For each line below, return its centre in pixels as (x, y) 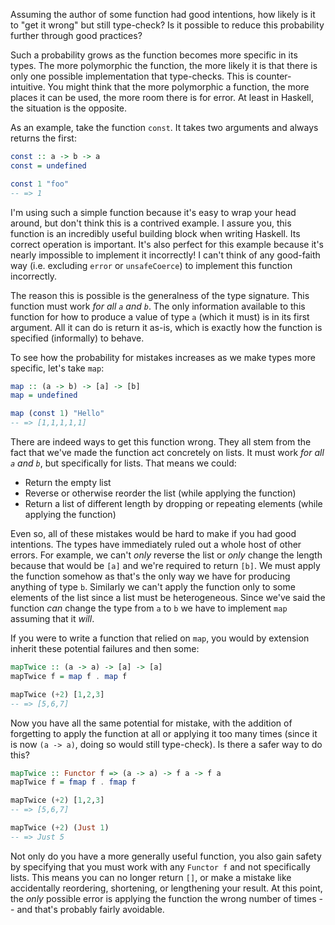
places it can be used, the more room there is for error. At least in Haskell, (162, 97)
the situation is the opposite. (69, 108)
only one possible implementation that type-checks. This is (132, 76)
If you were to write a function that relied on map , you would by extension (160, 638)
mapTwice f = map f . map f (69, 676)
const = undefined (48, 165)
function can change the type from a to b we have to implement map (149, 608)
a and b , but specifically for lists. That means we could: (123, 463)
